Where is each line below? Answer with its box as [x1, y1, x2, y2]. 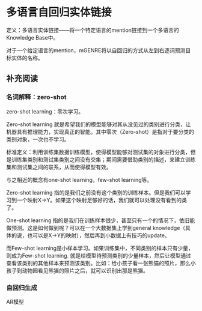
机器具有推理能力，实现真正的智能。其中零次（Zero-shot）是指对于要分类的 [6, 128, 194, 135]
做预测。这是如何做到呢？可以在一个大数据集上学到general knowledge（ [6, 224, 186, 231]
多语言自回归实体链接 [6, 5, 112, 19]
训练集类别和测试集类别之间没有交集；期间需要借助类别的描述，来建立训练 [11, 155, 196, 163]
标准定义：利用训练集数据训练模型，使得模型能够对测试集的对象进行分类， [6, 148, 191, 155]
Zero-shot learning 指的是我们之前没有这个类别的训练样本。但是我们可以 [6, 189, 186, 196]
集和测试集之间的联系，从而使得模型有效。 [6, 163, 112, 171]
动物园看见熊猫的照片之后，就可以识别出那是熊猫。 [22, 267, 148, 274]
